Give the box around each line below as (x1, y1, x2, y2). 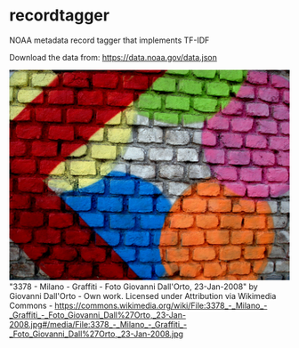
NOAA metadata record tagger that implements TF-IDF (9, 35, 210, 45)
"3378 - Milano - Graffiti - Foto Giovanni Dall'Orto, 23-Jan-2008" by (9, 281, 258, 292)
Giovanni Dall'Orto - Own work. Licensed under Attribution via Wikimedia (9, 290, 277, 301)
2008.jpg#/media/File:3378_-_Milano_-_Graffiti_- (9, 319, 188, 329)
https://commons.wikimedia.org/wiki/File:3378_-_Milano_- (54, 300, 268, 311)
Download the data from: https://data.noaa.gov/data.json (9, 52, 218, 62)
